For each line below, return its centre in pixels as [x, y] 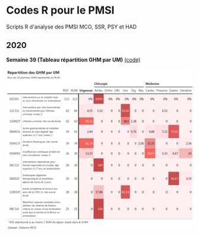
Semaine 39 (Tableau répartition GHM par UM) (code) [73, 59]
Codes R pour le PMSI [60, 10]
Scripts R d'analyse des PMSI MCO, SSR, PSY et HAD [72, 27]
